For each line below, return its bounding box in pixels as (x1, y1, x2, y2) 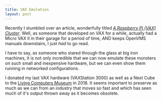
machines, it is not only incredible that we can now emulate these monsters (5, 55, 156, 61)
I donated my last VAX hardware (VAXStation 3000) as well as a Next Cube (5, 75, 155, 81)
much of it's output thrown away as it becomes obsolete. (5, 90, 119, 96)
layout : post (5, 12, 32, 17)
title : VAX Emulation (5, 7, 49, 12)
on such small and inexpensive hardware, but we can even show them (5, 60, 146, 66)
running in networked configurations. (5, 65, 79, 71)
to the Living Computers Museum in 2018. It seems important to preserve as (5, 80, 157, 85)
